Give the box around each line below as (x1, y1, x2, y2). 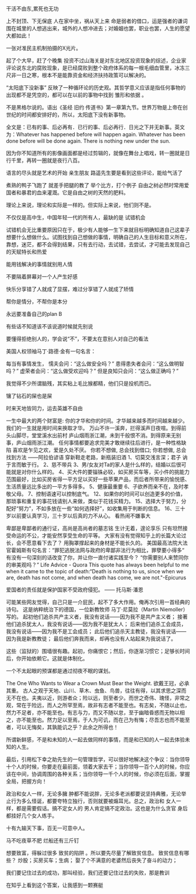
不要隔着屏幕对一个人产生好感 (6, 273, 78, 280)
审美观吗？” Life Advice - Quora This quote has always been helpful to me (10, 561, 190, 568)
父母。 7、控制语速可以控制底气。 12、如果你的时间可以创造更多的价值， (10, 490, 186, 497)
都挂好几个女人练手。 (6, 812, 57, 819)
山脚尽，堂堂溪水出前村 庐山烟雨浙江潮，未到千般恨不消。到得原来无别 (10, 432, 181, 439)
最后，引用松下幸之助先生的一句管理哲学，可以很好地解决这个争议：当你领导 (6, 756, 190, 762)
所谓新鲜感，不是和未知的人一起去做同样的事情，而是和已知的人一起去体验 (6, 736, 185, 743)
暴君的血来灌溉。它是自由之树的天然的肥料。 (21, 189, 129, 196)
